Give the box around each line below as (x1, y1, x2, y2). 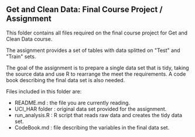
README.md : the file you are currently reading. (14, 99, 131, 106)
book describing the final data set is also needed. (6, 76, 125, 83)
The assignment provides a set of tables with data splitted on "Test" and (6, 47, 180, 54)
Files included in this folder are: (6, 87, 82, 95)
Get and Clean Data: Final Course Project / (6, 5, 163, 15)
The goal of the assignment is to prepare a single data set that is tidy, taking (6, 64, 189, 71)
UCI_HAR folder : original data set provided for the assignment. (14, 105, 167, 113)
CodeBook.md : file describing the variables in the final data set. (14, 124, 170, 131)
